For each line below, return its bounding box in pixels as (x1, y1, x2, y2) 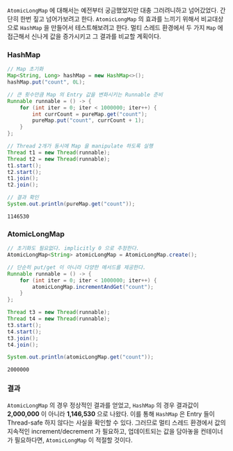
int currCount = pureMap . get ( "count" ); (32, 111, 148, 118)
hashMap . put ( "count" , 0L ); (7, 79, 86, 86)
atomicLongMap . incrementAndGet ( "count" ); (32, 283, 154, 290)
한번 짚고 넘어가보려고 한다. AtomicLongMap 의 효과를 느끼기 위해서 (19, 15, 200, 23)
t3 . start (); (7, 322, 42, 329)
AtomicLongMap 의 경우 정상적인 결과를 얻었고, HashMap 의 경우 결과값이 (7, 401, 200, 409)
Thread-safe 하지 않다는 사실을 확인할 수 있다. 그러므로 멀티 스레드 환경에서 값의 (7, 418, 226, 427)
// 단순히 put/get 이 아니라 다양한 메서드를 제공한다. (7, 264, 146, 271)
